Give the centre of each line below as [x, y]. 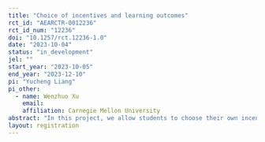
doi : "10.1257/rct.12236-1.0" [58, 37]
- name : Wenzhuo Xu [47, 96]
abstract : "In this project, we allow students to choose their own [123, 118]
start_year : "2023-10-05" [50, 67]
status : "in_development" [50, 52]
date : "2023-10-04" [40, 45]
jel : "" [21, 60]
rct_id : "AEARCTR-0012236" [52, 23]
